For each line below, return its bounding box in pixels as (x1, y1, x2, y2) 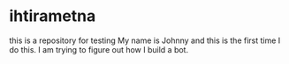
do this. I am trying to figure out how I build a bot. (9, 44, 188, 54)
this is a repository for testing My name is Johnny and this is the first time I (9, 35, 281, 46)
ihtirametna (9, 6, 96, 26)
